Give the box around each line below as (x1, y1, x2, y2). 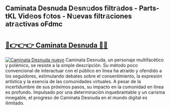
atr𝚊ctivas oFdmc (5, 20, 63, 28)
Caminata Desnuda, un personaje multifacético (65, 57, 164, 63)
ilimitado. (5, 100, 24, 106)
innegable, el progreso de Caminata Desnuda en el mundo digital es (5, 95, 148, 100)
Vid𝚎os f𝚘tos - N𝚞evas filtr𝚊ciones (17, 12, 132, 21)
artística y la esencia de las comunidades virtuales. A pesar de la (5, 79, 141, 84)
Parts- (139, 4, 159, 13)
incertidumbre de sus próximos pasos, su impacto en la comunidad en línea (5, 84, 164, 90)
